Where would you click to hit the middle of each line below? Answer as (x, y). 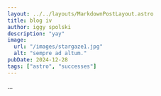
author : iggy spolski (39, 27)
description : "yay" (36, 34)
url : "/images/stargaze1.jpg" (58, 47)
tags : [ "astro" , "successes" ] (52, 66)
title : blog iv (30, 20)
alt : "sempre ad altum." (50, 54)
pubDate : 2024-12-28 (38, 60)
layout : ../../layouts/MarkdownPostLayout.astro (80, 14)
